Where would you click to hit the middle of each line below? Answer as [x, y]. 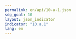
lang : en [14, 29]
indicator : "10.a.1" [27, 24]
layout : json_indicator [30, 19]
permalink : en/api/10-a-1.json [38, 10]
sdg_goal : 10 [19, 15]
